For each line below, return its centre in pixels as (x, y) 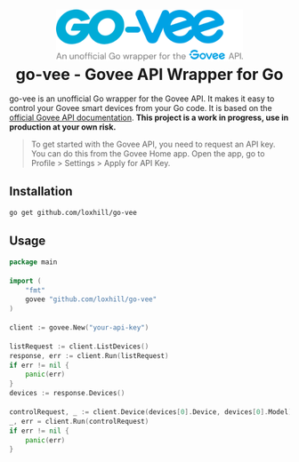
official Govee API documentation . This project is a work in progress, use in (149, 118)
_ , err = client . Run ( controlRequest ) (79, 421)
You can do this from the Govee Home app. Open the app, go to (148, 154)
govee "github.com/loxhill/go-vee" (91, 299)
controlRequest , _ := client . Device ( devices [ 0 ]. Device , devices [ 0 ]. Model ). (153, 412)
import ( (25, 281)
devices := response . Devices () (67, 394)
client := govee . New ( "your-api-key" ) (79, 328)
